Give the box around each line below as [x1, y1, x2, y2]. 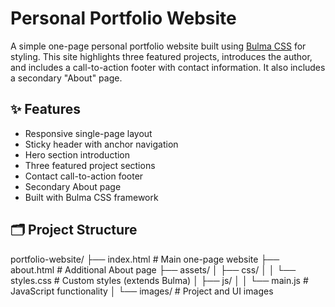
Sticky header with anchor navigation [24, 138, 179, 150]
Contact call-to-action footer [24, 170, 144, 182]
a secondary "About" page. [10, 72, 123, 84]
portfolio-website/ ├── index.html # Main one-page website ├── [10, 253, 280, 265]
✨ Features [10, 101, 81, 118]
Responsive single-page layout [24, 127, 153, 139]
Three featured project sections [24, 159, 156, 171]
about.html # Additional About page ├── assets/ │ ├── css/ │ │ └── [10, 263, 297, 276]
